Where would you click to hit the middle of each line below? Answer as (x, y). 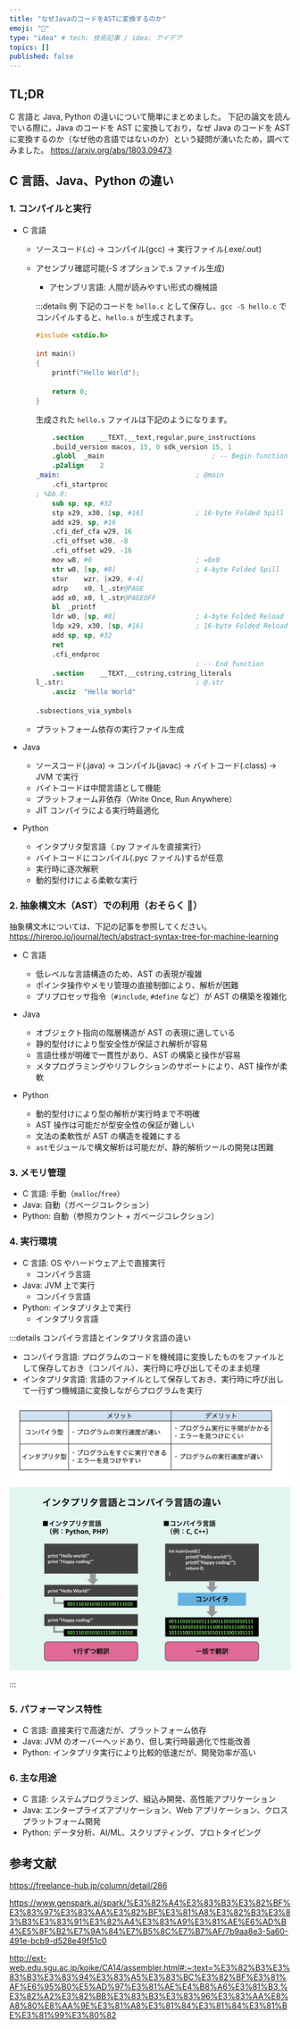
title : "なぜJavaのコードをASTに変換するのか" (88, 19)
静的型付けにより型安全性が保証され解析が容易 (121, 1044)
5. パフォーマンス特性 (56, 1709)
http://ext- (28, 1958)
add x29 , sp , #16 (84, 522)
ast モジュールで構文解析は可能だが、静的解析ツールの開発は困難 (154, 1147)
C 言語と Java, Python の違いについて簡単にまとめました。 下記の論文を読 (146, 116)
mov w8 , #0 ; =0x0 (136, 560)
